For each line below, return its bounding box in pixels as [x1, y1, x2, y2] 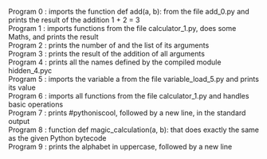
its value [8, 83, 36, 92]
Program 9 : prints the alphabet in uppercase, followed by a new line [8, 142, 233, 151]
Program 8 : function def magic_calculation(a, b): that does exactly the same [8, 125, 260, 134]
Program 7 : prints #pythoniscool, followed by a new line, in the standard [8, 108, 246, 118]
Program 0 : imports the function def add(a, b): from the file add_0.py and [8, 7, 249, 16]
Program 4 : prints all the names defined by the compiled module [8, 57, 222, 67]
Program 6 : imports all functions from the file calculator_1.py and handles [8, 91, 249, 100]
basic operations [8, 99, 64, 109]
